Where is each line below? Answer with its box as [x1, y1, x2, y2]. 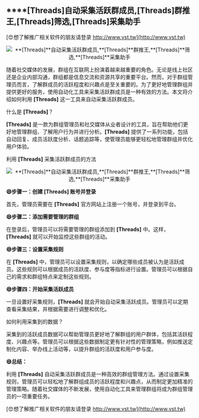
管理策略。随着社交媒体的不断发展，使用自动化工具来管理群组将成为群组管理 [6, 385, 193, 392]
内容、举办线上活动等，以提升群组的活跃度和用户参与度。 [16, 345, 157, 352]
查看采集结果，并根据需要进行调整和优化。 [6, 305, 110, 312]
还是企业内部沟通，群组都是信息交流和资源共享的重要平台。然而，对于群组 [6, 73, 188, 80]
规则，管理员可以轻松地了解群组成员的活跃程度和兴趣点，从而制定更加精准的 [6, 378, 193, 385]
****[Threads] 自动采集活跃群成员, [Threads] [6, 5, 175, 16]
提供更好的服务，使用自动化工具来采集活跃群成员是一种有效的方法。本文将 [6, 88, 188, 95]
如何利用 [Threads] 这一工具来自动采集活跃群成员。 [11, 95, 138, 102]
